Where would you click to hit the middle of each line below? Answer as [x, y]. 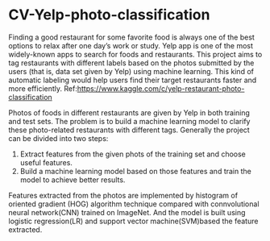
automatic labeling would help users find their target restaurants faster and [133, 80]
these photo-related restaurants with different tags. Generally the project [129, 130]
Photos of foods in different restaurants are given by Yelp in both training [129, 112]
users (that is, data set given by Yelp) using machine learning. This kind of [131, 71]
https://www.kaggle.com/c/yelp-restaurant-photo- [161, 88]
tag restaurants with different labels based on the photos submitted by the [131, 63]
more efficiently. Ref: [43, 88]
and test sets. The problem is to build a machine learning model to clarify [129, 121]
